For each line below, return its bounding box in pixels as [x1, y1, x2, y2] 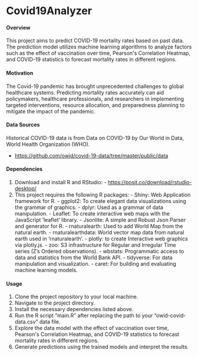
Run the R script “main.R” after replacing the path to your [14, 312, 153, 319]
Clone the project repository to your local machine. [14, 293, 138, 301]
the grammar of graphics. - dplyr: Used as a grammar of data [14, 204, 164, 211]
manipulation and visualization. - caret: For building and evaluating [14, 260, 177, 267]
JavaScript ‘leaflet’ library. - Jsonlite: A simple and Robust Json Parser [14, 217, 186, 223]
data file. [39, 318, 61, 325]
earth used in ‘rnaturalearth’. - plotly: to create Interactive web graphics [14, 235, 189, 242]
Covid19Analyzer [6, 4, 93, 18]
